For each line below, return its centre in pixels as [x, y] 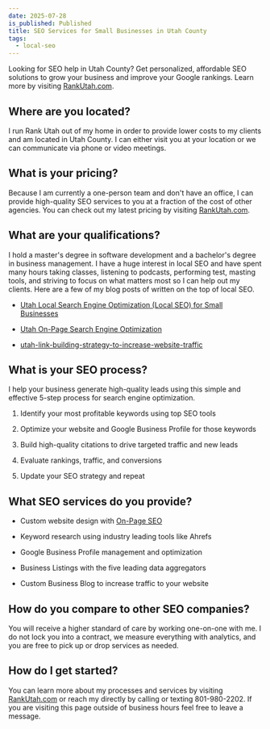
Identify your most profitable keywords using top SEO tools [118, 413]
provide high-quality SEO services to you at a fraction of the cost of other [130, 201]
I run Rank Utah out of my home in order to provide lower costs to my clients [135, 131]
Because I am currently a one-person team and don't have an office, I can [131, 193]
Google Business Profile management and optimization [111, 552]
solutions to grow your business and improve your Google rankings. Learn [131, 78]
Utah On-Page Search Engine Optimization [91, 329]
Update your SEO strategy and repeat [82, 476]
